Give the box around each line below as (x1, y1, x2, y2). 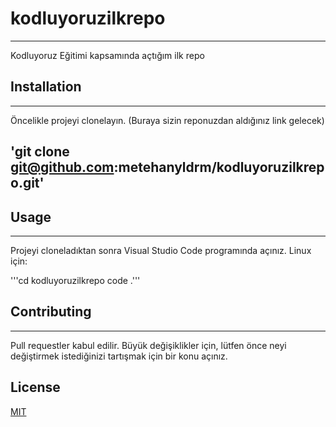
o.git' (10, 175, 45, 192)
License (10, 379, 61, 396)
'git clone (10, 143, 70, 161)
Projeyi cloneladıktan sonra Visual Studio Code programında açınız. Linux (10, 244, 312, 256)
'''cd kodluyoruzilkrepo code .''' (10, 274, 141, 286)
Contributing (10, 303, 92, 321)
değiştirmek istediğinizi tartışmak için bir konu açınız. (10, 350, 228, 362)
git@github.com (10, 159, 115, 176)
